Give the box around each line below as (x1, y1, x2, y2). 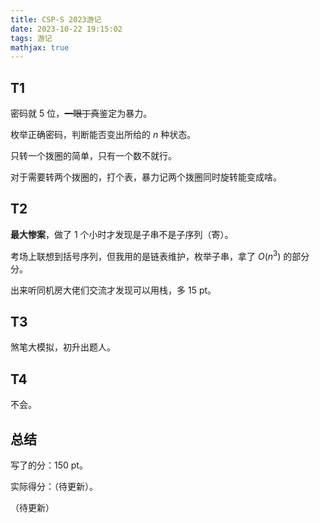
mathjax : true (10, 42, 70, 53)
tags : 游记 (10, 33, 53, 43)
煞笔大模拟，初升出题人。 (10, 341, 116, 353)
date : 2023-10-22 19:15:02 (10, 24, 123, 34)
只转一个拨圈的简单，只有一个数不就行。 (10, 150, 177, 162)
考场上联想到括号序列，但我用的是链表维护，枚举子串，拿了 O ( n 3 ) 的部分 (10, 248, 310, 262)
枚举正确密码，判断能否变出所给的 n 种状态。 (10, 129, 197, 141)
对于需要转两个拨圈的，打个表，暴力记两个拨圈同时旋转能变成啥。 (10, 171, 282, 183)
